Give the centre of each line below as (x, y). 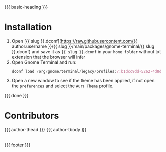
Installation (28, 27)
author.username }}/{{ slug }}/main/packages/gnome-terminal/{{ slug (83, 46)
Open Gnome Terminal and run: (44, 62)
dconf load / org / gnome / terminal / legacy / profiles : (64, 71)
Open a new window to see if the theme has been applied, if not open (83, 80)
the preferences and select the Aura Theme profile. (63, 86)
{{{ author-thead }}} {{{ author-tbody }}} (46, 129)
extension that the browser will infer (48, 57)
